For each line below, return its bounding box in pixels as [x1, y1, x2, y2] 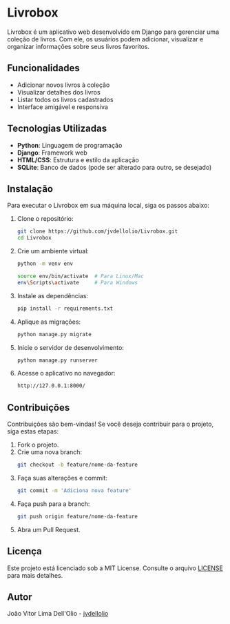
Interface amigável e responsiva [17, 102, 109, 111]
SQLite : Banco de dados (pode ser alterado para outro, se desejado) [17, 163, 212, 171]
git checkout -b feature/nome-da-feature [17, 461, 138, 469]
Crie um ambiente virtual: [17, 247, 90, 255]
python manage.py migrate [17, 331, 92, 338]
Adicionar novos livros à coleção [17, 81, 110, 89]
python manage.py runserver [17, 357, 98, 364]
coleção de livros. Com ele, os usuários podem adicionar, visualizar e [7, 35, 204, 43]
